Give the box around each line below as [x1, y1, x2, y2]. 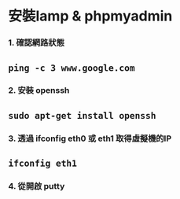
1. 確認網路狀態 [8, 37, 65, 48]
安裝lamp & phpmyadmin [8, 7, 173, 25]
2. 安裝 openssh [8, 85, 70, 96]
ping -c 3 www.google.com [8, 62, 135, 73]
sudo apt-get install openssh [8, 109, 156, 121]
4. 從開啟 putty [8, 181, 65, 192]
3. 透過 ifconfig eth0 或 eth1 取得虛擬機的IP [8, 133, 172, 144]
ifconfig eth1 [8, 158, 77, 169]
